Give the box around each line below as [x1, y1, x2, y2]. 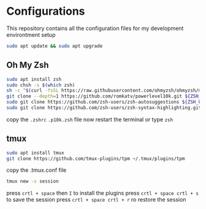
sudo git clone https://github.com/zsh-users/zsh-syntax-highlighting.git [6, 105, 202, 111]
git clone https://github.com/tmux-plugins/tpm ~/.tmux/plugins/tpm [6, 155, 185, 162]
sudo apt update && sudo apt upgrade [6, 43, 103, 49]
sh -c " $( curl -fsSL [6, 88, 59, 94]
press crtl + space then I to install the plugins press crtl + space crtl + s [6, 189, 199, 197]
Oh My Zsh [6, 60, 49, 70]
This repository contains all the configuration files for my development [6, 25, 184, 32]
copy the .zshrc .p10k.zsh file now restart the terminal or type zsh [6, 115, 174, 123]
